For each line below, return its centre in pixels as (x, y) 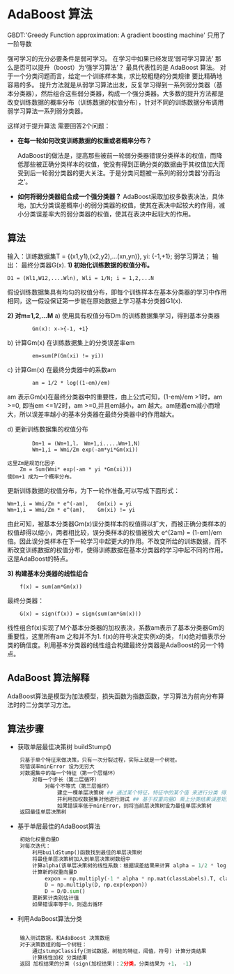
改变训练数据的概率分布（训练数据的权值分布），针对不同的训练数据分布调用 (116, 102)
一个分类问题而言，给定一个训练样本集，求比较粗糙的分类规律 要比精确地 (118, 76)
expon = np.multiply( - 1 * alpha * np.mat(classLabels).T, (130, 878)
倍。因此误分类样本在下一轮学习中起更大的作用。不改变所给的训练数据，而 (114, 541)
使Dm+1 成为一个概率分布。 (41, 477)
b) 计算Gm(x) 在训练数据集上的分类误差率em (71, 342)
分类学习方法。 (53, 704)
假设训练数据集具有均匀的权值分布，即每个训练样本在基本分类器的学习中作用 (117, 292)
